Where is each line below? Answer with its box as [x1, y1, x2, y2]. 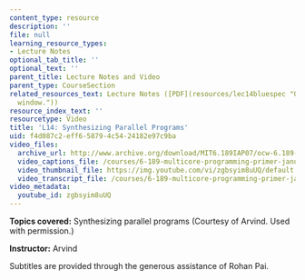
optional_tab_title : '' [9, 55, 100, 65]
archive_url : [17, 148, 67, 157]
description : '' [9, 22, 71, 31]
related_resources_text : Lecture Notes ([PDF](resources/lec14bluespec [9, 89, 286, 98]
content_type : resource [9, 13, 100, 23]
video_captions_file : [17, 156, 100, 166]
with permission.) [9, 225, 74, 236]
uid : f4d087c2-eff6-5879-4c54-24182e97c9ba [9, 132, 177, 141]
